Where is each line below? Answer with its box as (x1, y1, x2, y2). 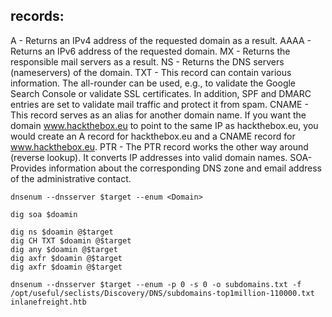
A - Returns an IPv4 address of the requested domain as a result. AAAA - (10, 34, 312, 46)
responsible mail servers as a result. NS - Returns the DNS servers (10, 55, 285, 68)
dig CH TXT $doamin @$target (10, 235, 132, 246)
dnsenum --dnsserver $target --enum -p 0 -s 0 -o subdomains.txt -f (10, 279, 302, 289)
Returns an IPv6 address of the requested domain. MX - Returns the (10, 45, 291, 57)
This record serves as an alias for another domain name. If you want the (10, 109, 307, 121)
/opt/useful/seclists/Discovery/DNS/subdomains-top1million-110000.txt (10, 288, 315, 298)
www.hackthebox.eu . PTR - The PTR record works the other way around (10, 140, 309, 153)
